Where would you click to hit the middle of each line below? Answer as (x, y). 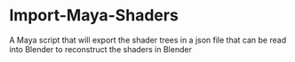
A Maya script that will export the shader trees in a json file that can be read (148, 40)
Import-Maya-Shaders (94, 15)
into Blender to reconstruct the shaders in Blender (101, 49)
